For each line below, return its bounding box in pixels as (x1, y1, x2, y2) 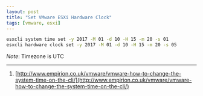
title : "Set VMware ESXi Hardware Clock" (6, 14, 112, 20)
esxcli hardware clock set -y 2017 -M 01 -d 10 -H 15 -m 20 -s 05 (6, 42, 177, 48)
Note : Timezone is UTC (6, 53, 65, 60)
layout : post (6, 8, 39, 15)
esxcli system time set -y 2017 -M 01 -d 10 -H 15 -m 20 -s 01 (6, 37, 169, 43)
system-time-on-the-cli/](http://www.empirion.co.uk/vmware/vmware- (14, 76, 192, 84)
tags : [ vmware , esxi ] (6, 20, 61, 26)
